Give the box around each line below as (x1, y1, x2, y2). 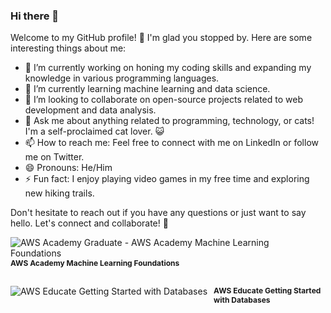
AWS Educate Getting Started (213, 285, 322, 296)
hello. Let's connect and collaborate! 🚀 (10, 217, 169, 229)
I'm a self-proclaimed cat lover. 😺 (24, 125, 165, 138)
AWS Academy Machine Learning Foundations (10, 258, 180, 269)
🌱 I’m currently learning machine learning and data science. (24, 83, 271, 95)
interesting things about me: (10, 42, 127, 54)
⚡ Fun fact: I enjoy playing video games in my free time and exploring (24, 173, 310, 185)
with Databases (213, 295, 271, 306)
